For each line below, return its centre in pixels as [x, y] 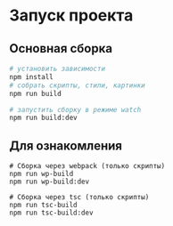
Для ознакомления [66, 145]
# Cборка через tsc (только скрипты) [79, 198]
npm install [31, 77]
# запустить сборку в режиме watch [75, 109]
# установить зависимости [57, 69]
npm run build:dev [43, 118]
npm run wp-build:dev [49, 182]
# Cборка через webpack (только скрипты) [87, 166]
